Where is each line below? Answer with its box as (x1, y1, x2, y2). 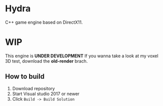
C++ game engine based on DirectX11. (5, 19, 83, 25)
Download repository (12, 85, 55, 91)
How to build (5, 72, 45, 81)
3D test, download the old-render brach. (5, 58, 88, 64)
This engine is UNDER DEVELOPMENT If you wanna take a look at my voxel (5, 53, 159, 59)
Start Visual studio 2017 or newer (12, 91, 80, 97)
